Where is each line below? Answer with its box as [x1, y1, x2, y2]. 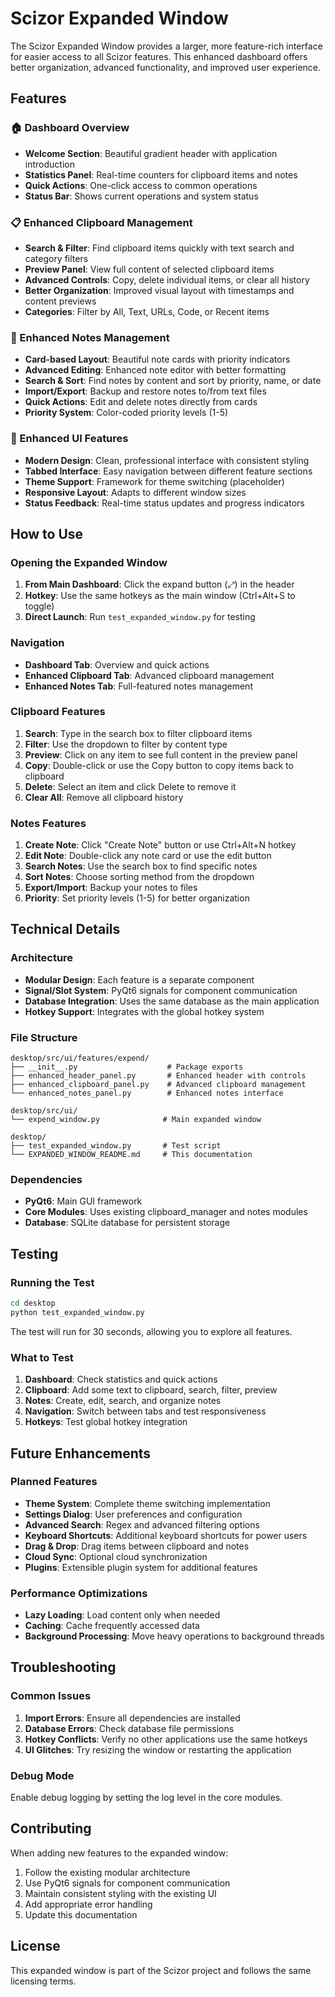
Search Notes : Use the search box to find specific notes [24, 860, 258, 872]
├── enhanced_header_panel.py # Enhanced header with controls [10, 1071, 307, 1081]
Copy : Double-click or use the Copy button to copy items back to [24, 759, 294, 771]
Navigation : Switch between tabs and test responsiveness [24, 1405, 267, 1417]
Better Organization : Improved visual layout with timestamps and [24, 284, 295, 296]
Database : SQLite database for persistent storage [24, 1217, 231, 1229]
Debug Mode [10, 1768, 75, 1782]
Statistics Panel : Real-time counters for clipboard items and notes [24, 168, 298, 181]
